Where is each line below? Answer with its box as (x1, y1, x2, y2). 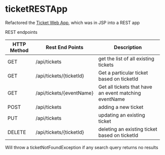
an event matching (98, 89, 141, 96)
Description (113, 44, 142, 51)
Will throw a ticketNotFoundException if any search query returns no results (5, 144, 159, 150)
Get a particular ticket (98, 69, 148, 76)
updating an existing (98, 111, 145, 118)
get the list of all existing (98, 55, 155, 62)
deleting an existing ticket (98, 126, 158, 132)
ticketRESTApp (5, 3, 68, 15)
